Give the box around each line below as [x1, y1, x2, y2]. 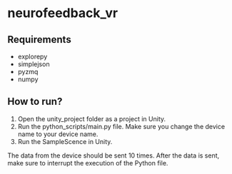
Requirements [7, 34, 71, 46]
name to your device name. [17, 130, 99, 138]
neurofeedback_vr [7, 5, 118, 21]
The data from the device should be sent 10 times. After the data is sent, [7, 151, 220, 160]
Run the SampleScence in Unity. [17, 137, 113, 145]
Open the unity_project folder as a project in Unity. [17, 114, 166, 123]
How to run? [7, 96, 63, 108]
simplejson [17, 60, 50, 68]
